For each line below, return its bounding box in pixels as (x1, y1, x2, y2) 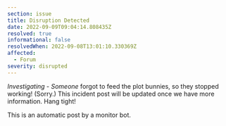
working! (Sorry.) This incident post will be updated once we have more (7, 89, 215, 98)
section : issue (7, 10, 52, 18)
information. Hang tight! (7, 96, 76, 106)
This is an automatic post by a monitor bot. (7, 111, 132, 119)
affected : (7, 50, 37, 57)
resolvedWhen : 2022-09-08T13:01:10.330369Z (7, 43, 137, 50)
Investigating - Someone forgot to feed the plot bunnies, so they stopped (7, 82, 220, 90)
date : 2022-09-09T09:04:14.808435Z (7, 23, 112, 30)
